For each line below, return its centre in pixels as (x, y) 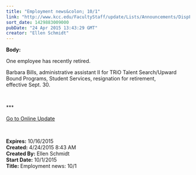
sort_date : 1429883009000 (37, 22)
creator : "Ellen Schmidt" (37, 33)
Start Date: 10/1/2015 (32, 160)
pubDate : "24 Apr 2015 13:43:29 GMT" (52, 28)
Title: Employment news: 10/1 (41, 166)
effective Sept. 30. (28, 85)
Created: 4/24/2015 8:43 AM (41, 148)
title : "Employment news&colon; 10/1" (53, 11)
